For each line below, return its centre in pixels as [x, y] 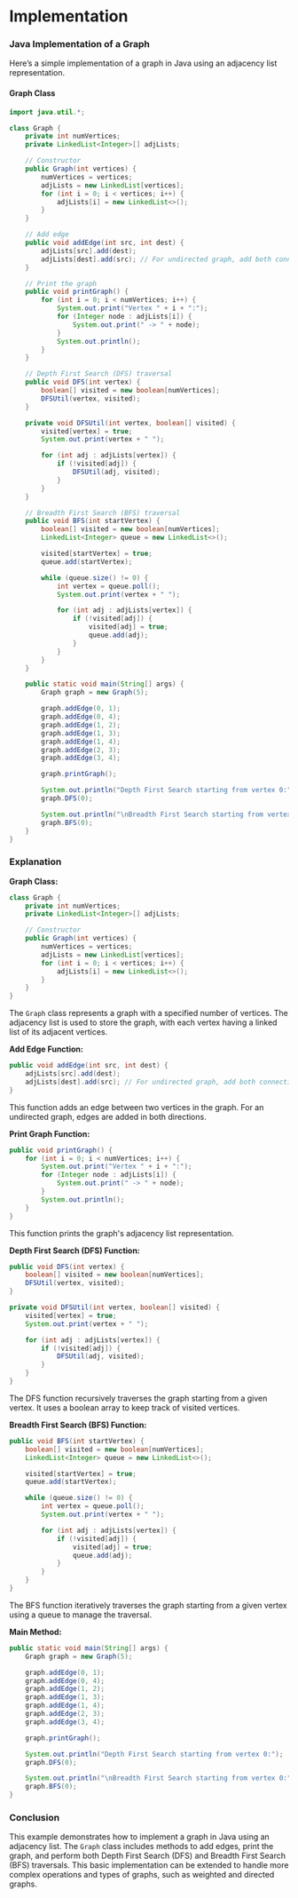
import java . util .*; [47, 112]
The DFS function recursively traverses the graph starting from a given [138, 1398]
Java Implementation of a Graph [80, 44]
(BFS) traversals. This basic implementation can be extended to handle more [149, 1865]
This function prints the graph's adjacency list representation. [122, 1233]
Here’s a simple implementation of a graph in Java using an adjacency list [143, 63]
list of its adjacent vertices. [59, 1032]
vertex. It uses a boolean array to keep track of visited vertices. [125, 1407]
